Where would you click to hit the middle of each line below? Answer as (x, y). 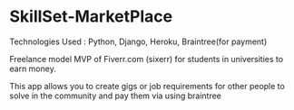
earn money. (33, 69)
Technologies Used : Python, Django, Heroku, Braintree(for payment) (138, 41)
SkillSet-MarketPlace (91, 17)
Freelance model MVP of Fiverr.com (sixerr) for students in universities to (147, 59)
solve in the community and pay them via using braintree (116, 96)
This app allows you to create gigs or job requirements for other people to (147, 86)
